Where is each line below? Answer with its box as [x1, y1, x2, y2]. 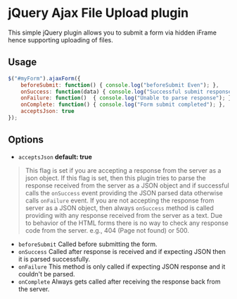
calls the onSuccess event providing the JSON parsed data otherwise [25, 188, 224, 197]
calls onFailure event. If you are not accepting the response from [25, 196, 214, 205]
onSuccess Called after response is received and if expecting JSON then [18, 247, 226, 255]
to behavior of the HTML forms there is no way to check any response [25, 219, 229, 227]
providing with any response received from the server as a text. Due [25, 211, 223, 219]
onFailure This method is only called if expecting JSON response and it [18, 262, 226, 271]
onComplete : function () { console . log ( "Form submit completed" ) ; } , [20, 101, 226, 109]
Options [8, 134, 44, 146]
